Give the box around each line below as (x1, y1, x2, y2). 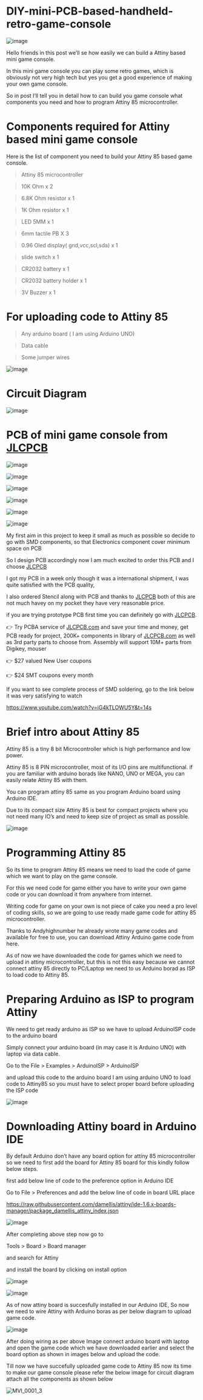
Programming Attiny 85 (6, 846, 126, 859)
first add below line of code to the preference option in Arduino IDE (6, 1177, 174, 1184)
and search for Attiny (6, 1254, 59, 1261)
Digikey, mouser (6, 645, 47, 652)
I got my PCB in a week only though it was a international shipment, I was (6, 574, 189, 582)
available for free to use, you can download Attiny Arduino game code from (6, 933, 194, 941)
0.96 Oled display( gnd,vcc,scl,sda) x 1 (21, 241, 118, 249)
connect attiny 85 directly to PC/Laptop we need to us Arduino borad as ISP (6, 964, 196, 972)
